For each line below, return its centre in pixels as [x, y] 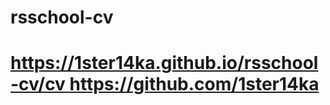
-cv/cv [38, 84]
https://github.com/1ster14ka [194, 84]
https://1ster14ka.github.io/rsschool [164, 63]
